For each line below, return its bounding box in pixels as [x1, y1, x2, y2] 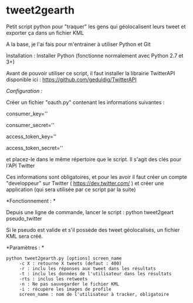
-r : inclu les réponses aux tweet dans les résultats [19, 265, 157, 271]
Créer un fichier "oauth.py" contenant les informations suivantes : [6, 98, 165, 106]
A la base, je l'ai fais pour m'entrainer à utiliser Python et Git [6, 41, 151, 48]
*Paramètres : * [6, 244, 45, 251]
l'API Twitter [6, 162, 35, 169]
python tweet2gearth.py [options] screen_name [6, 255, 122, 261]
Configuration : [6, 87, 43, 94]
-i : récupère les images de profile [19, 286, 111, 292]
